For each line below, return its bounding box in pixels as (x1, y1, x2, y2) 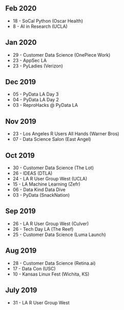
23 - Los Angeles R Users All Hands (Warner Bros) (12, 131, 119, 137)
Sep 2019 (5, 207, 36, 215)
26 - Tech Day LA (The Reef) (12, 226, 74, 232)
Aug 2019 (5, 246, 37, 255)
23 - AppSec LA (12, 57, 47, 63)
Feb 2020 (5, 4, 37, 13)
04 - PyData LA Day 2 (12, 97, 59, 103)
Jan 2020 (5, 38, 37, 47)
